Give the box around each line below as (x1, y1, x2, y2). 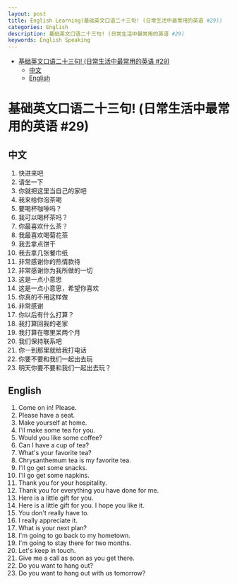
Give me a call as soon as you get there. (18, 554, 135, 562)
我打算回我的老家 (18, 319, 68, 328)
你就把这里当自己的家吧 (18, 187, 87, 195)
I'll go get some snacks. (18, 463, 87, 471)
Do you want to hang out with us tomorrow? (18, 568, 146, 577)
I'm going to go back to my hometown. (18, 531, 131, 539)
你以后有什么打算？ (18, 311, 75, 319)
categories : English (8, 23, 69, 30)
